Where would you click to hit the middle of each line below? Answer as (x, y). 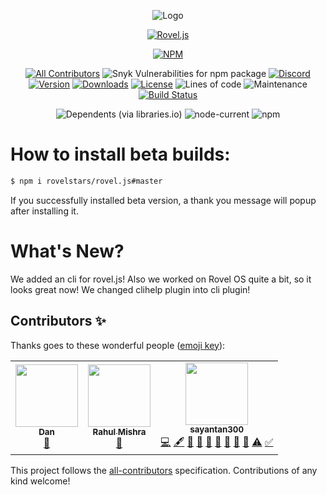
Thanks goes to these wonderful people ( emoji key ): (118, 345)
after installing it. (44, 211)
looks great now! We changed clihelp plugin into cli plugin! (130, 289)
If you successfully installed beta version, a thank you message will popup (163, 200)
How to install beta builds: (120, 154)
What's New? (67, 251)
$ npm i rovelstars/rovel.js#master (86, 181)
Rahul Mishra (119, 432)
